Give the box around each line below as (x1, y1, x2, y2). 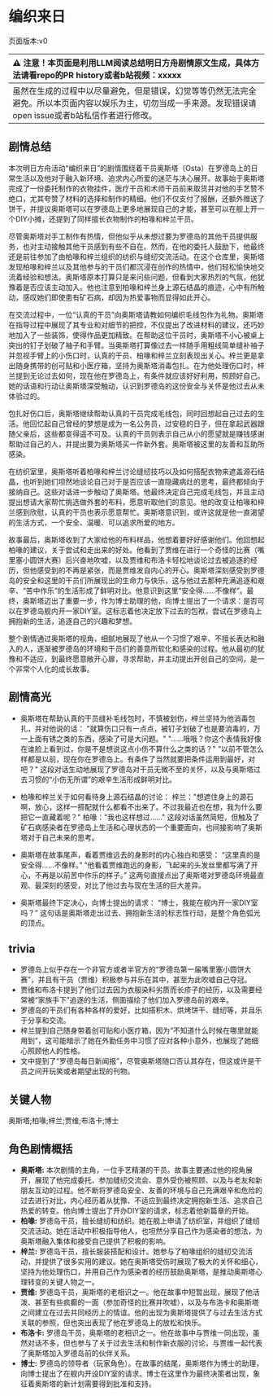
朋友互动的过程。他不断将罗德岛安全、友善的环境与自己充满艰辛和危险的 (19, 1186, 262, 1195)
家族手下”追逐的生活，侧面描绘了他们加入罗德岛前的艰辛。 (37, 995, 234, 1005)
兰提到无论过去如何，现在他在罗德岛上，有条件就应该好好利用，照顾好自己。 (8, 371, 265, 380)
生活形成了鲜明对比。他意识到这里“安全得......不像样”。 (64, 586, 247, 595)
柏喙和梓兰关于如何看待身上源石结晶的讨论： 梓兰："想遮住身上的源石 (19, 792, 254, 801)
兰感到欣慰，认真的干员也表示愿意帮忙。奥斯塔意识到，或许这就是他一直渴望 (8, 507, 265, 517)
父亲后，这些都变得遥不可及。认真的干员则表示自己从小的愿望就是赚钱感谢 (15, 428, 265, 438)
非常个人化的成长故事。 (15, 664, 94, 674)
